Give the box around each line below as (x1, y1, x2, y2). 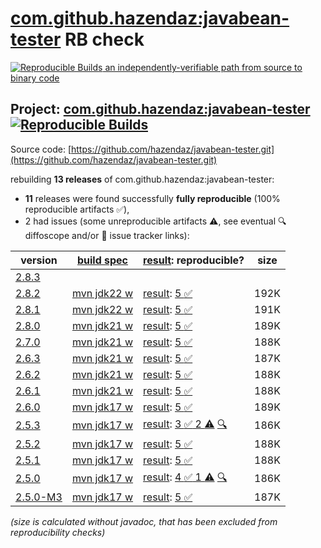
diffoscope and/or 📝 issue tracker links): (24, 229, 190, 241)
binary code (10, 72, 60, 84)
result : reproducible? (143, 253, 245, 267)
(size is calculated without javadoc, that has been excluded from (10, 515, 278, 527)
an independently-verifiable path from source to (104, 61, 303, 73)
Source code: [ (10, 143, 72, 155)
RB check (64, 28, 145, 51)
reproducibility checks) (10, 526, 106, 538)
